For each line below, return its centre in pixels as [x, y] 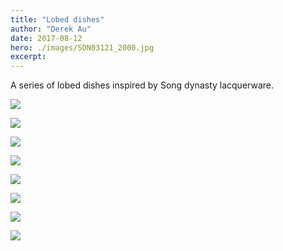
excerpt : [28, 57]
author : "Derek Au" [51, 29]
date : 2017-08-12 [46, 38]
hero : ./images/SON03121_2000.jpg [82, 47]
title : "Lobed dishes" [57, 19]
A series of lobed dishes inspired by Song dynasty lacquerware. [142, 85]
